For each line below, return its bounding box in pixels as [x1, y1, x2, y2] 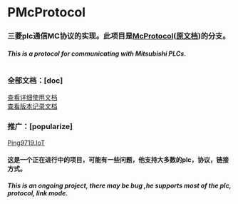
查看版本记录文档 [7, 102, 58, 111]
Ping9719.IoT [7, 138, 45, 147]
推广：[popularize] [7, 122, 73, 132]
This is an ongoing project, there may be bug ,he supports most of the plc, [7, 181, 232, 190]
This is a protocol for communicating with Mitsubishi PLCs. [7, 49, 187, 58]
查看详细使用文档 [7, 93, 58, 102]
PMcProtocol [7, 4, 86, 21]
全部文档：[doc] [7, 76, 63, 86]
